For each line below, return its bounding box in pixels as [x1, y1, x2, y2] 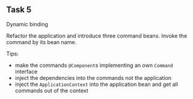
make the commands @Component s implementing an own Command [14, 61, 173, 69]
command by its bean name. [6, 38, 77, 45]
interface [14, 68, 38, 75]
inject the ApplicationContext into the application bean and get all [14, 81, 179, 88]
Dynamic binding [6, 20, 48, 27]
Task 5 [6, 5, 32, 15]
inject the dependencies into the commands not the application [14, 74, 172, 81]
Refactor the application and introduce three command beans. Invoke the [6, 32, 188, 39]
